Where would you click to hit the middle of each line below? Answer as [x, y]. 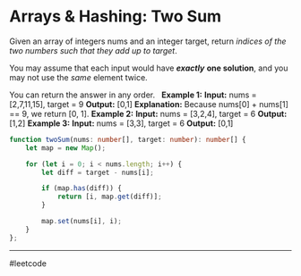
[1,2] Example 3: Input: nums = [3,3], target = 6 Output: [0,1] [121, 123]
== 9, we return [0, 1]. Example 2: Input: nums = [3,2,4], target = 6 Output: [148, 113]
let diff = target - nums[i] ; [98, 172]
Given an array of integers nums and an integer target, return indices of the [148, 41]
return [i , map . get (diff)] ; [110, 197]
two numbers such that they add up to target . [93, 50]
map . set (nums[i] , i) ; [82, 222]
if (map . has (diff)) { [82, 188]
